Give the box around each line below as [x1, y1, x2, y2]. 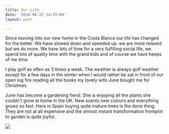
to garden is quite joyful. [5, 114, 56, 120]
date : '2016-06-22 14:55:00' [5, 12, 67, 17]
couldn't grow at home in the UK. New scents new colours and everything [5, 98, 159, 104]
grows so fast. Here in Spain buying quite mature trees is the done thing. [5, 103, 156, 109]
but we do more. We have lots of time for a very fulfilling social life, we [5, 46, 151, 52]
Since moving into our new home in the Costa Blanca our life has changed [5, 35, 159, 41]
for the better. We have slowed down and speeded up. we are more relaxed [5, 40, 162, 47]
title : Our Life [5, 7, 39, 13]
